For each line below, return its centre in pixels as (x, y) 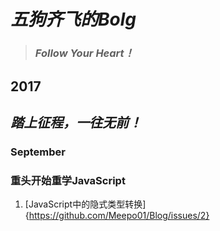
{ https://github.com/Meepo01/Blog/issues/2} (117, 216)
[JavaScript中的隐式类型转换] (85, 204)
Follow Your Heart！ (84, 53)
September (38, 152)
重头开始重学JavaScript (68, 180)
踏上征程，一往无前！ (76, 122)
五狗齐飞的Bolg (73, 19)
